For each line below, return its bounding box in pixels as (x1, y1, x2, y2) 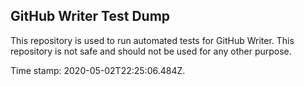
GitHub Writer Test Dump (10, 8, 171, 25)
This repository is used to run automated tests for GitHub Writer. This (10, 34, 295, 46)
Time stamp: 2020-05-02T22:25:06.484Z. (10, 64, 186, 76)
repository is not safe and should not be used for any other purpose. (10, 45, 292, 57)
